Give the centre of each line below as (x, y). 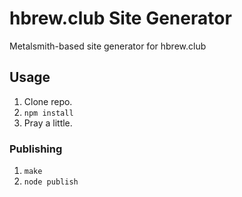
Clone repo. (48, 101)
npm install (48, 113)
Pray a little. (48, 123)
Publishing (36, 149)
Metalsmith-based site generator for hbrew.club (108, 46)
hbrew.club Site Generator (120, 18)
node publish (51, 182)
